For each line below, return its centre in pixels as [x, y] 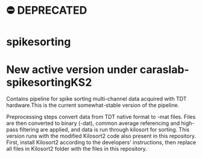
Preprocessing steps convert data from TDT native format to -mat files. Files [101, 117]
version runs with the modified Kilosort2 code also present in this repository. [101, 136]
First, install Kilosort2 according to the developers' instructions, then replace [101, 142]
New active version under [72, 69]
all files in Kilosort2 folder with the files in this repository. [77, 149]
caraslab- [164, 69]
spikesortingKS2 [49, 82]
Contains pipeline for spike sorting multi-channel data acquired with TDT [96, 99]
